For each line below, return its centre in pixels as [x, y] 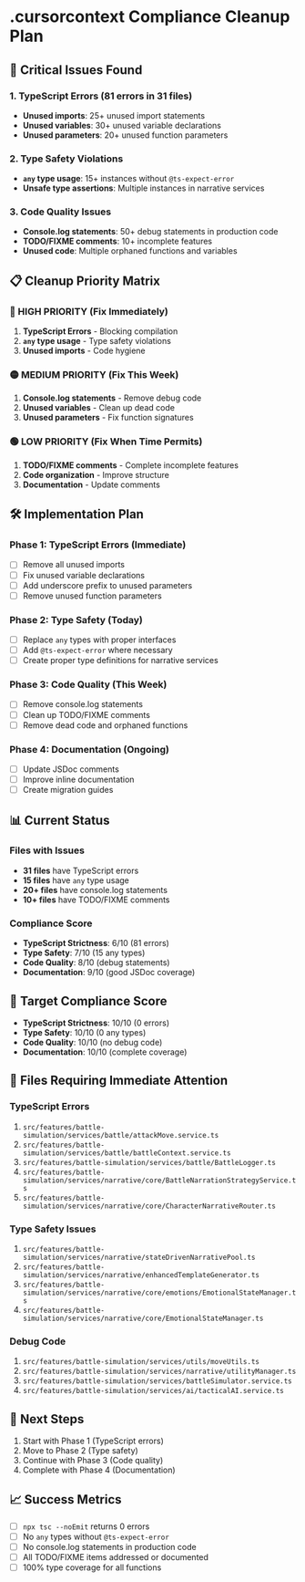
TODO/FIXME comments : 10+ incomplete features [117, 241]
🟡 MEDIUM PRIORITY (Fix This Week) [94, 375]
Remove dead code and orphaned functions [105, 725]
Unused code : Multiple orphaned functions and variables [130, 251]
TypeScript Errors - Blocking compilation [100, 331]
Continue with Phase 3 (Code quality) [93, 1461]
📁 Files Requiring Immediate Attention [119, 1081]
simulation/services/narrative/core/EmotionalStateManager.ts [143, 1318]
